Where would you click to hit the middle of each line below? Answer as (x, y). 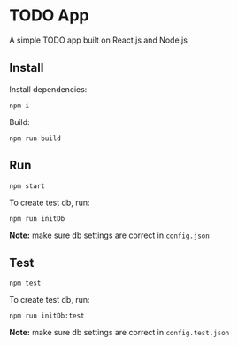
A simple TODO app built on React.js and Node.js (99, 40)
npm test (25, 283)
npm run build (35, 138)
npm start (27, 186)
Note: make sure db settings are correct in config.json (109, 235)
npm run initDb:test (47, 316)
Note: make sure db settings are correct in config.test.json (119, 333)
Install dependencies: (48, 89)
